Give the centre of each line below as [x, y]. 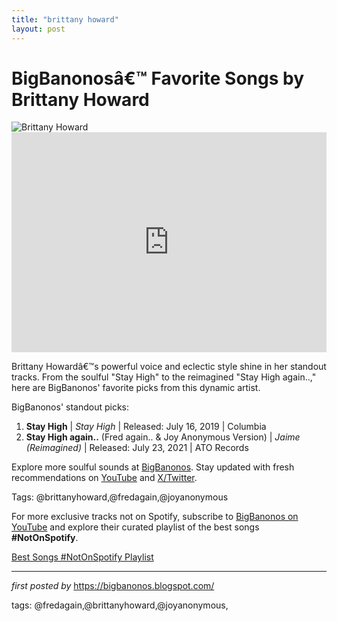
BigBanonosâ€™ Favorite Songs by [158, 78]
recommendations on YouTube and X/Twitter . [104, 478]
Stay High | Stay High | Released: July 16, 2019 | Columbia [146, 427]
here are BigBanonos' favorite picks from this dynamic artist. [136, 388]
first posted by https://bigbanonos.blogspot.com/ [113, 586]
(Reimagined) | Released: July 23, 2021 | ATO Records [137, 448]
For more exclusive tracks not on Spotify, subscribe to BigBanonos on [155, 517]
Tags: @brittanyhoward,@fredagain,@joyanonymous [120, 497]
